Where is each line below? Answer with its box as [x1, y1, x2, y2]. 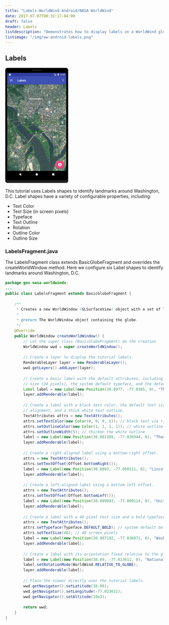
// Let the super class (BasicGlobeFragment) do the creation [23, 338, 156, 344]
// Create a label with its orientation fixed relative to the [23, 551, 158, 557]
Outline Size [12, 235, 38, 241]
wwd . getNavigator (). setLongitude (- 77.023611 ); [23, 589, 123, 594]
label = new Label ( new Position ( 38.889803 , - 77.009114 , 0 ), [23, 498, 152, 503]
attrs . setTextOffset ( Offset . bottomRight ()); [23, 461, 118, 466]
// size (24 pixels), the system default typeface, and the [23, 381, 152, 386]
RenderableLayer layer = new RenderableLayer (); [23, 360, 127, 365]
